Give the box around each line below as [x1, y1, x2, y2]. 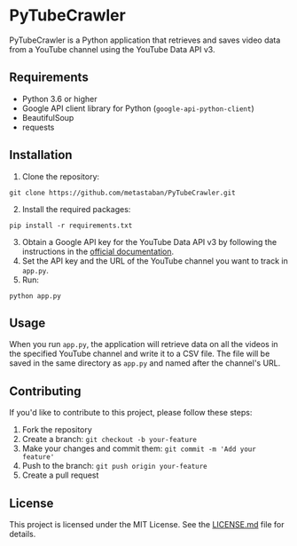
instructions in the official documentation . [21, 246, 175, 257]
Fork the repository [21, 424, 93, 435]
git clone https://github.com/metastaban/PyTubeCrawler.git [9, 188, 237, 197]
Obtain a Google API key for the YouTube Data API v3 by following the [21, 236, 277, 247]
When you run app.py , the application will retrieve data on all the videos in [9, 339, 278, 350]
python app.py [9, 291, 62, 300]
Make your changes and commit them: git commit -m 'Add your [21, 443, 257, 454]
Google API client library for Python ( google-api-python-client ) [21, 103, 254, 114]
